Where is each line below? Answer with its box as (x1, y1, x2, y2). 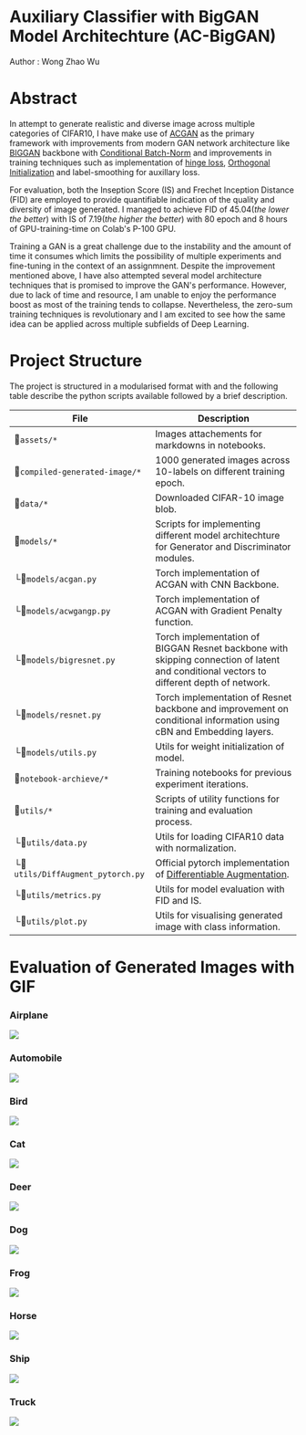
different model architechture (155, 529, 280, 541)
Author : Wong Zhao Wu (9, 56, 100, 67)
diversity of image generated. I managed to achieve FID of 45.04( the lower (9, 204, 290, 215)
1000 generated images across (155, 454, 291, 466)
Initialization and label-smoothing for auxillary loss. (9, 166, 200, 177)
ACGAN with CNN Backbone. (155, 578, 280, 591)
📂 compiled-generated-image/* (14, 465, 142, 477)
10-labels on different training (155, 465, 285, 477)
